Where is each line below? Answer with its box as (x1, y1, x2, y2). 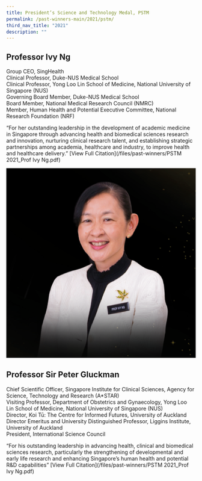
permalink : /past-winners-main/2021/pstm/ (6, 16, 114, 22)
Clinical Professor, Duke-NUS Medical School (6, 74, 119, 81)
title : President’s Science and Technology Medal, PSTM (6, 10, 149, 16)
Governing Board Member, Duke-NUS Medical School (6, 93, 139, 101)
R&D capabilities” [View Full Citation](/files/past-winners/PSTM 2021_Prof (6, 461, 189, 468)
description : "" (6, 29, 47, 35)
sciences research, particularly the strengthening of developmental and (6, 448, 183, 456)
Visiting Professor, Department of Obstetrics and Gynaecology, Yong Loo (6, 398, 188, 406)
